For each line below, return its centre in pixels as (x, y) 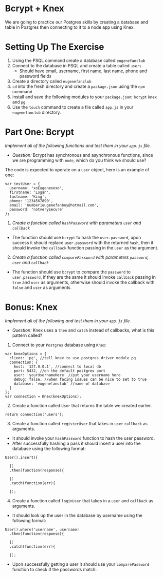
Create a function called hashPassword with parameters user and (76, 223)
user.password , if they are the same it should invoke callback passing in (84, 277)
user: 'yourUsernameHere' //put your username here (67, 375)
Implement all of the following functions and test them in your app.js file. (78, 145)
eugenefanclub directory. (36, 112)
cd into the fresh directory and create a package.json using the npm (78, 86)
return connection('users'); (35, 414)
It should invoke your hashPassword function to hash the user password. (83, 438)
